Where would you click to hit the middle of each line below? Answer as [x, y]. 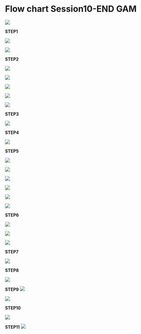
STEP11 [13, 327]
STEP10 [13, 308]
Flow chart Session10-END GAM [71, 9]
